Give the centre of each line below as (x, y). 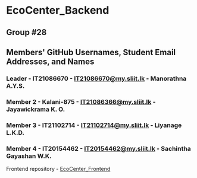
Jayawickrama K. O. (36, 109)
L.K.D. (15, 132)
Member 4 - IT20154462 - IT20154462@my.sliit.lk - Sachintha (99, 148)
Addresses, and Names (50, 61)
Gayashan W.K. (29, 156)
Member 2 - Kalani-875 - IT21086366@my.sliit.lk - (81, 101)
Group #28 (26, 32)
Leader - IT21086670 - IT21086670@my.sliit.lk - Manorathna (96, 78)
